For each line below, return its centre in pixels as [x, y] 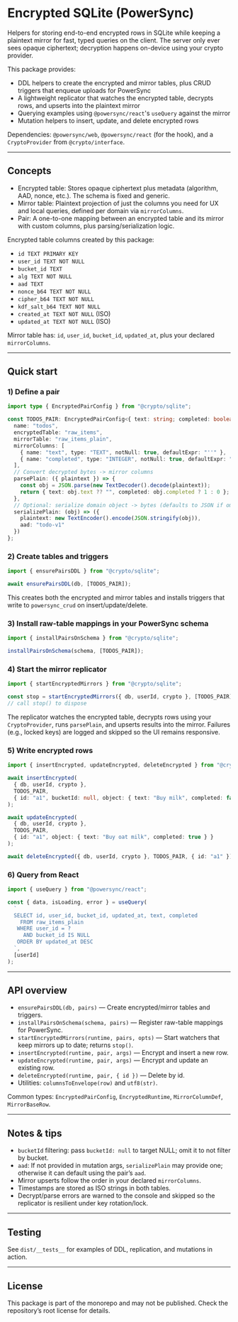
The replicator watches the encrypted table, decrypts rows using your [109, 717]
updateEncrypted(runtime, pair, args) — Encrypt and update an [113, 1061]
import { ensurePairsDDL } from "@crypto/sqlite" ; [84, 571]
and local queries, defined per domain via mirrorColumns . [101, 210]
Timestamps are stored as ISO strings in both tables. [94, 1188]
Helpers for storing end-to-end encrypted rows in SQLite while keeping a [114, 33]
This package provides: [41, 69]
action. [17, 1257]
